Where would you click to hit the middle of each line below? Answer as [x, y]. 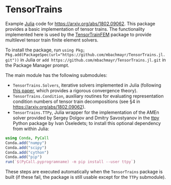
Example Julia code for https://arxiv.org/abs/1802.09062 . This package [80, 24]
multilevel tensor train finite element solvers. [52, 40]
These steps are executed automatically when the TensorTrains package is [84, 172]
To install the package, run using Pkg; [45, 50]
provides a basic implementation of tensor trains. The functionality [75, 29]
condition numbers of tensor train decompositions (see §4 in [76, 101]
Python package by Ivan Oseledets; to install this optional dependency [87, 123]
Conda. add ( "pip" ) [24, 157]
